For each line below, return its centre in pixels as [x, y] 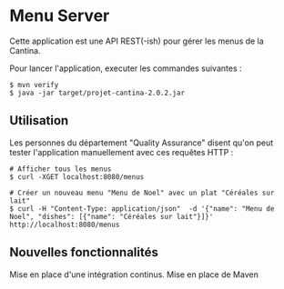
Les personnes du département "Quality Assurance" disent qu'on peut [142, 143]
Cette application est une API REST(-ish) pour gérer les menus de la [137, 41]
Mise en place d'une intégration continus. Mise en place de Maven [134, 274]
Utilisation [39, 120]
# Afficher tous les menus [61, 169]
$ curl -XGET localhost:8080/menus [77, 177]
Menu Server [60, 16]
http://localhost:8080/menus [65, 224]
